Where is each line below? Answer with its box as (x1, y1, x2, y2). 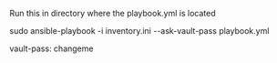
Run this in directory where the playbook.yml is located (9, 8, 216, 18)
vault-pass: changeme (9, 43, 94, 54)
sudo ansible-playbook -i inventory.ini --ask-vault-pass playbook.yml (9, 26, 270, 36)
